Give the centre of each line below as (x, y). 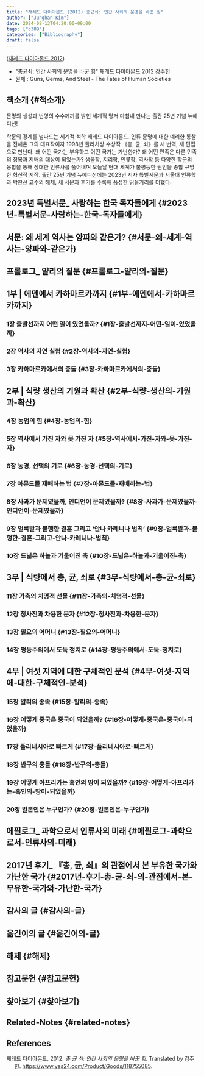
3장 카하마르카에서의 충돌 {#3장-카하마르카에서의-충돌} (84, 369)
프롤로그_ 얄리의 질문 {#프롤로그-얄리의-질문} (87, 271)
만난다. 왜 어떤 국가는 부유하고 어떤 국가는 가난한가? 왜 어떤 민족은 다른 (101, 151)
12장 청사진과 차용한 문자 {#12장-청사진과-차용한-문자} (83, 615)
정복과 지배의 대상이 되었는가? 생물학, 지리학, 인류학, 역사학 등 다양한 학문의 (102, 159)
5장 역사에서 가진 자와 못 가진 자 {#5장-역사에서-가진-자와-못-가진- (99, 439)
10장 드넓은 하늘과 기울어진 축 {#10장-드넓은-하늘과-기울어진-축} (97, 555)
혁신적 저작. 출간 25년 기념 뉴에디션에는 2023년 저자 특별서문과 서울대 (96, 174)
